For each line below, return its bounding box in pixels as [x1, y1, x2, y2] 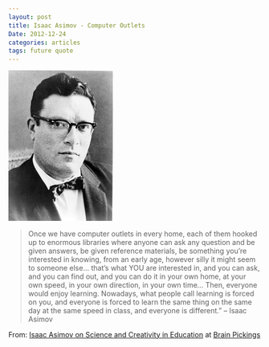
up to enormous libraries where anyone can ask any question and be [27, 237, 255, 247]
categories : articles [8, 39, 81, 47]
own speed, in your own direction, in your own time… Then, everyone [27, 280, 258, 289]
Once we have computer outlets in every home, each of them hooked [27, 229, 258, 239]
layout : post [8, 13, 52, 21]
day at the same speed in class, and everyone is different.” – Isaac [27, 305, 247, 315]
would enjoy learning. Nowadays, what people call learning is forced [27, 288, 255, 298]
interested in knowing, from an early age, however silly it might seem [27, 254, 256, 264]
